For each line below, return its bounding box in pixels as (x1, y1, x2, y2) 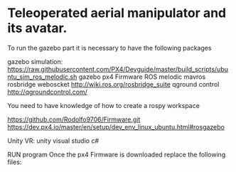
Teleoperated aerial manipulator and (7, 5, 226, 21)
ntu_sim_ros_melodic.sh (7, 72, 77, 81)
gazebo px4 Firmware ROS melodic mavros (78, 72, 206, 81)
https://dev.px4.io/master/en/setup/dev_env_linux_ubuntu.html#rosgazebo (7, 122, 225, 131)
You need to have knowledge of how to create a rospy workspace (7, 101, 200, 109)
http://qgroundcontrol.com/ (7, 87, 87, 96)
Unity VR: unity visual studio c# (7, 136, 100, 145)
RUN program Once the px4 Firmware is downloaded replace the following (7, 150, 226, 158)
